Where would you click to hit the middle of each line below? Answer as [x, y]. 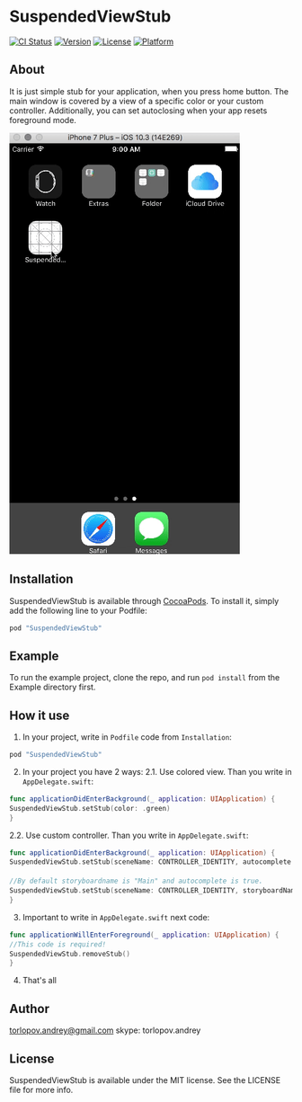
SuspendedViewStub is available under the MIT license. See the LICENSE [145, 1080]
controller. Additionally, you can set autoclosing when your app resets [138, 111]
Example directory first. [53, 687]
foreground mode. [43, 120]
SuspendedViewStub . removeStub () [70, 954]
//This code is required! [58, 944]
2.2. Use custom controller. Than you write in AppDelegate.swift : [129, 835]
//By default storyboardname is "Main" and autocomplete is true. [136, 881]
